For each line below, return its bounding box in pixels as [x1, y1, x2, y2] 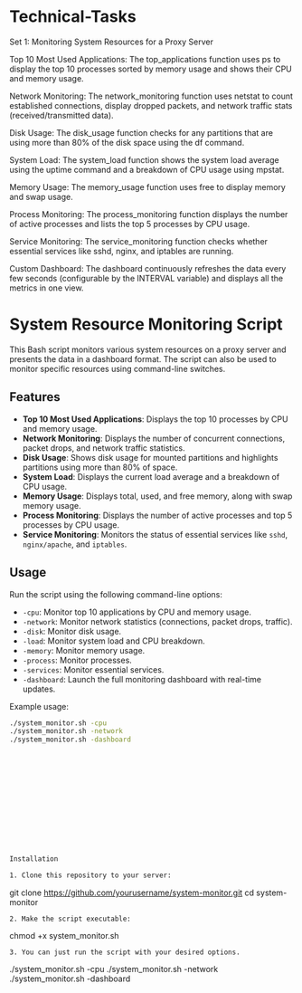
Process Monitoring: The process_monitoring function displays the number [9, 208, 288, 219]
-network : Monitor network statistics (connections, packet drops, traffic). [22, 616, 293, 626]
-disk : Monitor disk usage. [22, 625, 122, 636]
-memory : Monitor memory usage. [22, 644, 146, 655]
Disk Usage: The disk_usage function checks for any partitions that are [9, 127, 274, 138]
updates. [22, 683, 56, 694]
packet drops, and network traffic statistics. [22, 442, 185, 454]
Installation [9, 855, 59, 864]
